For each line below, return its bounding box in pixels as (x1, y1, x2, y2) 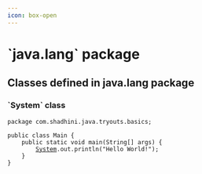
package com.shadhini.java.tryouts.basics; (7, 118, 152, 125)
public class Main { (7, 131, 75, 140)
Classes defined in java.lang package (7, 76, 195, 90)
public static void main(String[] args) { (21, 138, 163, 146)
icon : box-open (7, 11, 57, 20)
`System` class (7, 100, 66, 111)
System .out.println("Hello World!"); (35, 145, 159, 153)
